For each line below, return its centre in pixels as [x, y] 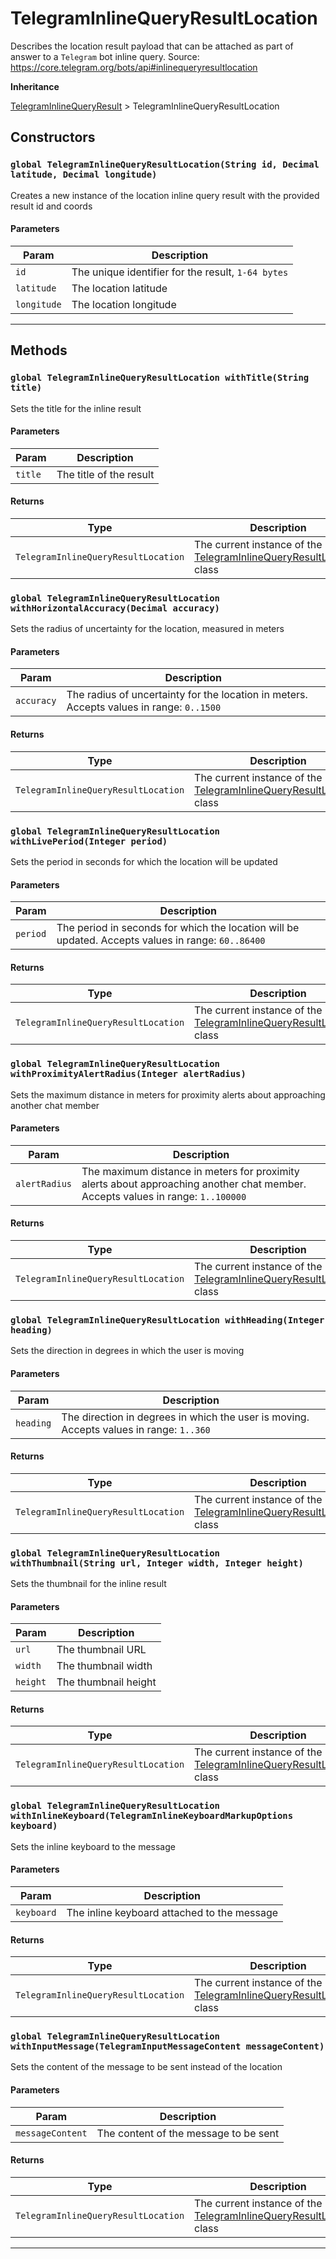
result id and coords [51, 206]
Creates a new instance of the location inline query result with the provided [165, 195]
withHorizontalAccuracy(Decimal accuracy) [115, 608]
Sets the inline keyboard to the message [93, 1846]
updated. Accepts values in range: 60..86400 [161, 940]
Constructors [53, 137]
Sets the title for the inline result [76, 408]
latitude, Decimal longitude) [84, 175]
